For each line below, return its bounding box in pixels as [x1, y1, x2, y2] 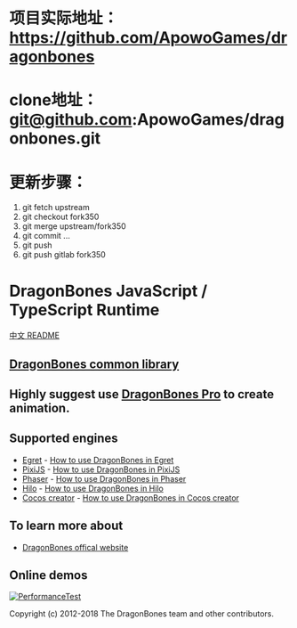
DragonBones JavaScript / [9, 281, 208, 301]
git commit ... [21, 231, 71, 241]
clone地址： [9, 90, 99, 110]
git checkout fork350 [21, 211, 100, 223]
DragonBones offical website [21, 542, 129, 552]
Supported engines [9, 431, 118, 446]
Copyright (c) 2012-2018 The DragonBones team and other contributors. [9, 608, 274, 619]
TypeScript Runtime [9, 299, 160, 320]
